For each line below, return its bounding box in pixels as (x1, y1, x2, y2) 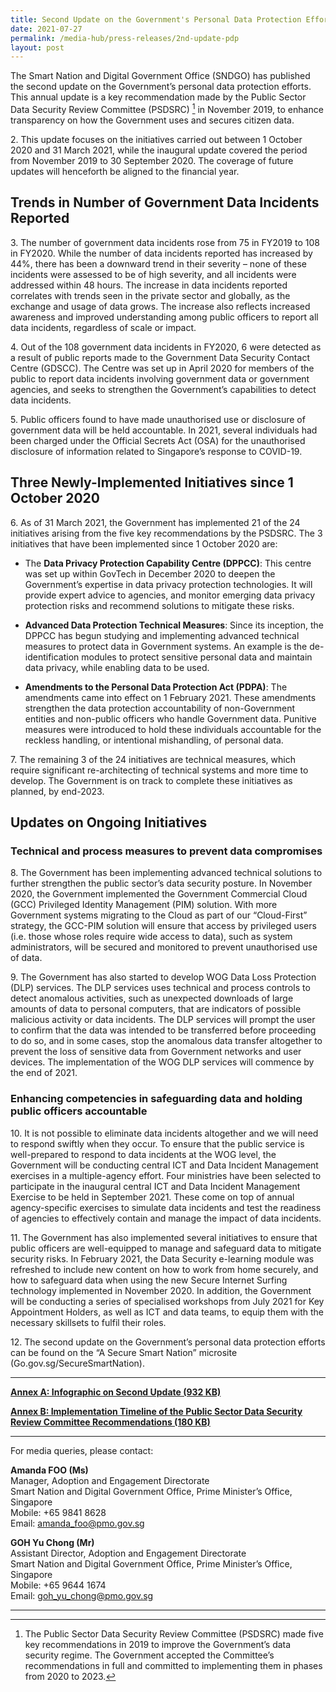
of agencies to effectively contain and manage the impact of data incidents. (10, 1212, 322, 1224)
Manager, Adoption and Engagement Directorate (10, 1474, 210, 1486)
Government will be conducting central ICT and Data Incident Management (10, 1159, 319, 1171)
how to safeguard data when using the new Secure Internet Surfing (10, 1274, 288, 1286)
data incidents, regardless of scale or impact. (10, 321, 197, 333)
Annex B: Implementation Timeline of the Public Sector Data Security (10, 1405, 303, 1417)
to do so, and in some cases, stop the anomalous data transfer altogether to (10, 1035, 323, 1047)
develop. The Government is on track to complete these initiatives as (10, 774, 293, 786)
